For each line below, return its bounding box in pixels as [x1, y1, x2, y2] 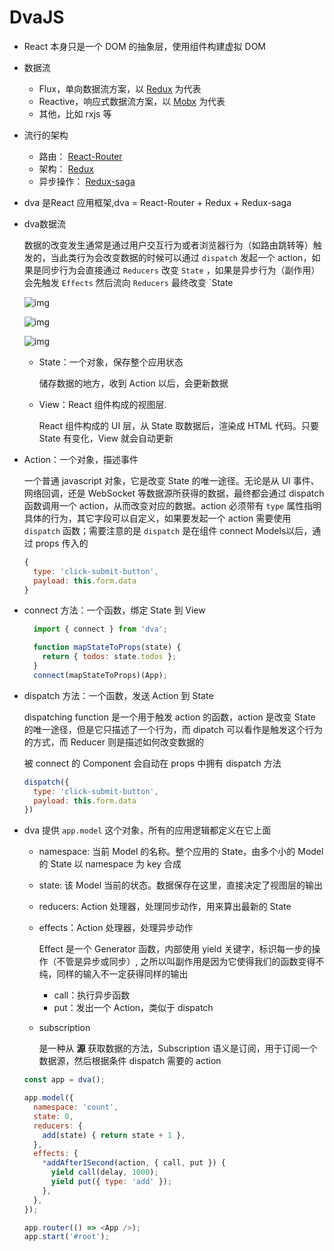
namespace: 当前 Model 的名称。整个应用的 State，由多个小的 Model [38, 846, 324, 858]
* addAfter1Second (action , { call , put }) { [42, 1158, 227, 1168]
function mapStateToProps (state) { [33, 642, 182, 653]
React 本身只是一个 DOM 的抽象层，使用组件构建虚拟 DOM [23, 40, 266, 52]
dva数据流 [23, 217, 67, 230]
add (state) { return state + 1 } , [42, 1130, 186, 1140]
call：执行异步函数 [53, 989, 131, 1001]
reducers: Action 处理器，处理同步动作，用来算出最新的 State [38, 901, 292, 913]
